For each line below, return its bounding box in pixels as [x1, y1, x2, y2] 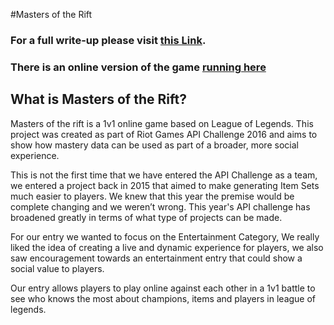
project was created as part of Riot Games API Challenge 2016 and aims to [10, 128, 318, 140]
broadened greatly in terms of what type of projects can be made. [10, 211, 283, 223]
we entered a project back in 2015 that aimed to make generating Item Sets [10, 179, 320, 191]
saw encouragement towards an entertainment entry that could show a [10, 252, 303, 264]
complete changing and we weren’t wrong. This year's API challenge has [10, 200, 311, 213]
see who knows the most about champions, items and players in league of [10, 292, 317, 304]
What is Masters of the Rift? [10, 91, 187, 108]
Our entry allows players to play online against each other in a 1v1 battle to [10, 282, 316, 294]
